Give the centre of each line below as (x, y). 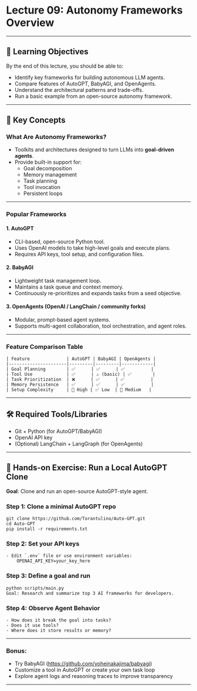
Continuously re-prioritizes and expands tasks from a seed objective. (98, 293)
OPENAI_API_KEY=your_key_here (54, 561)
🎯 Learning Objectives (47, 52)
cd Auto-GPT (21, 524)
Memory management (50, 175)
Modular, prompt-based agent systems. (62, 319)
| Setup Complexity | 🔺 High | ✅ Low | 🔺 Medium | (79, 390)
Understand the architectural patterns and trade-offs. (79, 90)
